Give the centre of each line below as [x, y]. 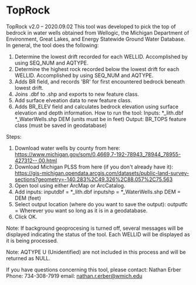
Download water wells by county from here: [67, 148]
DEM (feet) [28, 198]
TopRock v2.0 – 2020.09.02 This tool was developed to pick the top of [91, 26]
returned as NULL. [28, 258]
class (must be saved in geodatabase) [61, 125]
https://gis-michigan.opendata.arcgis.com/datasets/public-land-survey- [102, 173]
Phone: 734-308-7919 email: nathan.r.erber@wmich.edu [74, 276]
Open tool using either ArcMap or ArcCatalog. [70, 185]
